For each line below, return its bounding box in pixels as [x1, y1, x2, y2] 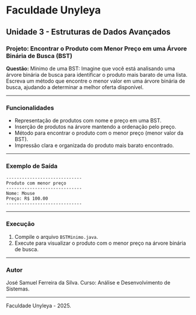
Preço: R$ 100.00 [6, 196, 48, 202]
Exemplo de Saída [6, 162, 58, 170]
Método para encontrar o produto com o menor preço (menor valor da [14, 129, 184, 136]
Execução [6, 220, 35, 228]
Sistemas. [6, 285, 30, 293]
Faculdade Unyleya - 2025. [6, 302, 72, 309]
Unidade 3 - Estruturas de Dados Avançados [6, 27, 171, 37]
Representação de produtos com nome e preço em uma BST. [14, 117, 162, 124]
